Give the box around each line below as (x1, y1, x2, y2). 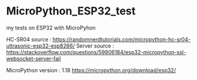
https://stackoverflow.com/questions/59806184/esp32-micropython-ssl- (6, 48, 186, 55)
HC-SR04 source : (6, 35, 52, 43)
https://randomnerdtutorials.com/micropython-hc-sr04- (53, 35, 191, 43)
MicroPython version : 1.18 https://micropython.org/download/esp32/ (6, 66, 176, 73)
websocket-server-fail (6, 55, 61, 62)
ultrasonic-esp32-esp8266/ (6, 42, 75, 49)
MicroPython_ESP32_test (6, 4, 136, 18)
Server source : (75, 42, 114, 49)
